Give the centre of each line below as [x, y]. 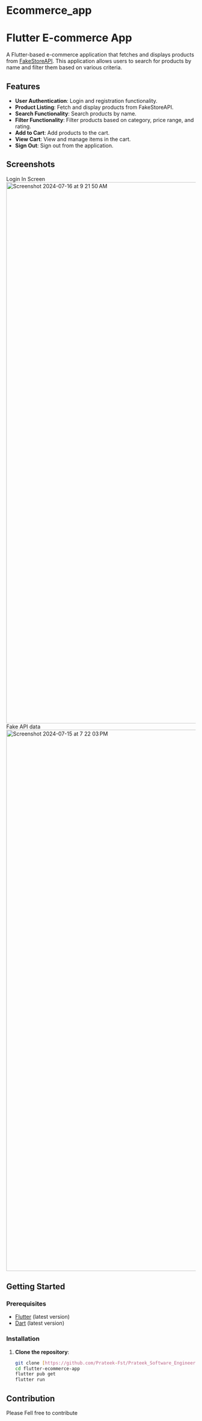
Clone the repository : [42, 1352]
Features [23, 86]
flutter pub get [35, 1374]
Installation [23, 1339]
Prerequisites [26, 1304]
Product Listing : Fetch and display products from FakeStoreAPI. [94, 107]
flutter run [30, 1380]
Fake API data [23, 726]
